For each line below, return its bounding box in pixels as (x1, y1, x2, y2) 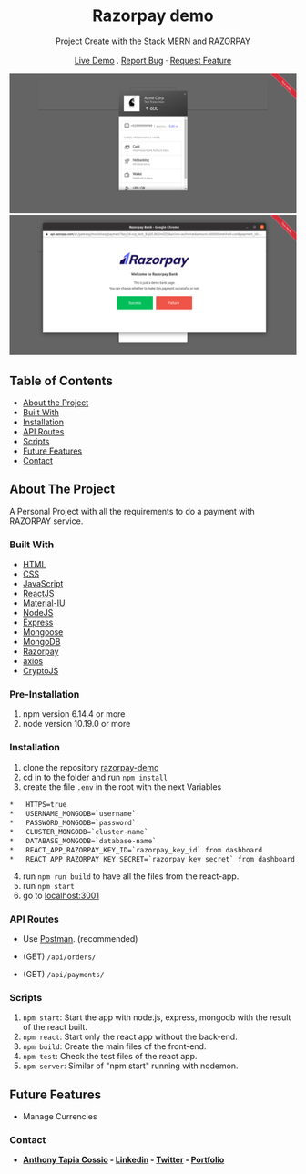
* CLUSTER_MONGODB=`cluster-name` (9, 827, 148, 836)
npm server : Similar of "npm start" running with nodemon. (22, 1060, 239, 1071)
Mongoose (22, 627, 64, 638)
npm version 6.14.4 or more (22, 709, 126, 720)
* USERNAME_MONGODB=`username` (9, 809, 137, 818)
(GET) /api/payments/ (22, 968, 105, 979)
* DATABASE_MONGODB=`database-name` (9, 836, 157, 845)
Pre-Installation (9, 688, 80, 700)
